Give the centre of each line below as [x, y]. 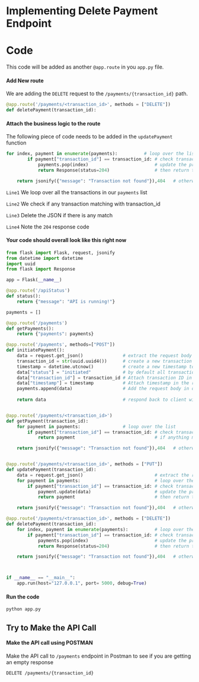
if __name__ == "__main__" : [41, 578]
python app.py [24, 609]
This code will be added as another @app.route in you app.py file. [85, 67]
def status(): [24, 296]
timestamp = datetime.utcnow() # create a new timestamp [102, 366]
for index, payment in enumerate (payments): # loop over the [95, 154]
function [16, 143]
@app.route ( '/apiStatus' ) [38, 291]
